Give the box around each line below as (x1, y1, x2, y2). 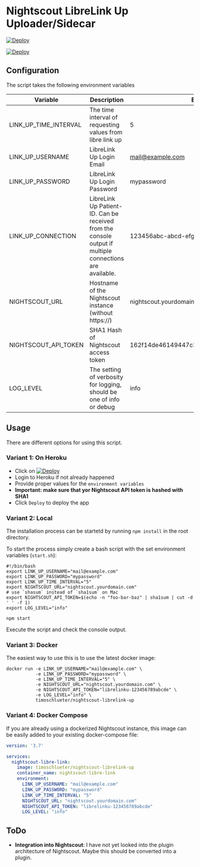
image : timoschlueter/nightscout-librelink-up (17, 764, 135, 771)
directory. (6, 534, 30, 541)
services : (6, 754, 31, 760)
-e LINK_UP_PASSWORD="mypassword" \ (35, 671, 127, 677)
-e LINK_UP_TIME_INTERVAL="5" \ (35, 677, 116, 682)
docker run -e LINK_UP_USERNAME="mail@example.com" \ (6, 666, 143, 672)
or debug (89, 402, 115, 411)
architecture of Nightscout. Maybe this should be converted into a (14, 848, 177, 855)
